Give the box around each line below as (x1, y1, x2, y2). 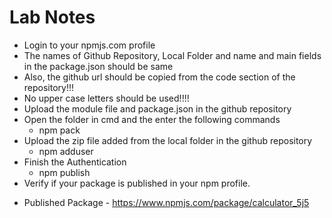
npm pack (38, 124, 81, 136)
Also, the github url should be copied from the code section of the (23, 71, 296, 83)
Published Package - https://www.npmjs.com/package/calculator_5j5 (23, 196, 310, 208)
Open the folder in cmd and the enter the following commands (23, 113, 281, 125)
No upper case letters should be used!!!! (23, 92, 190, 104)
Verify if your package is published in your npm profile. (23, 177, 251, 189)
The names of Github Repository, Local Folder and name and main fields (23, 49, 322, 61)
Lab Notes (9, 6, 96, 29)
